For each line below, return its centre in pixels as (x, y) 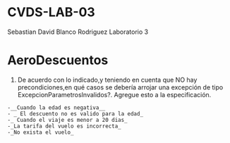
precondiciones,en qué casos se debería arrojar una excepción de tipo (120, 87)
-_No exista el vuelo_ (41, 132)
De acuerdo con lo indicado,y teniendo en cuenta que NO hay (107, 80)
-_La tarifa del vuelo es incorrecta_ (64, 126)
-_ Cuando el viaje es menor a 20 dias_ (68, 120)
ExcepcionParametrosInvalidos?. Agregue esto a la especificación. (114, 94)
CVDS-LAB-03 (51, 12)
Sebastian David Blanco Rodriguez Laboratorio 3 (78, 32)
